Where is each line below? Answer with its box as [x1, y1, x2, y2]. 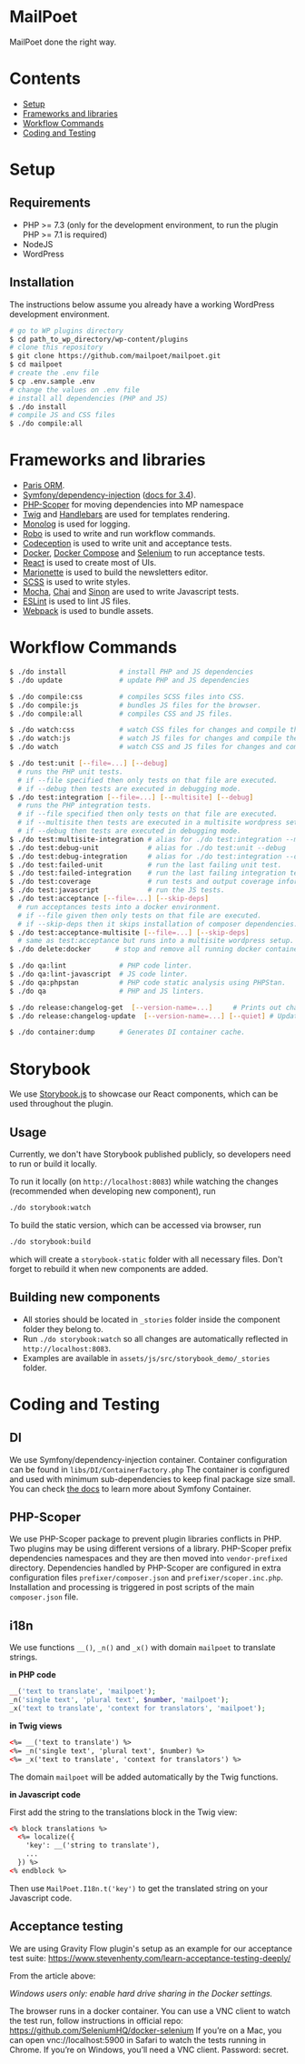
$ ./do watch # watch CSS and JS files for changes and [9, 743, 282, 752]
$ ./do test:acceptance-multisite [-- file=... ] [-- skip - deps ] [9, 927, 250, 937]
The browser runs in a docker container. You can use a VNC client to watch [9, 2005, 290, 2016]
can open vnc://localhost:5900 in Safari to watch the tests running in [9, 2034, 266, 2045]
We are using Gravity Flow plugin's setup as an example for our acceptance [9, 1943, 293, 1954]
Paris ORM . [22, 480, 65, 491]
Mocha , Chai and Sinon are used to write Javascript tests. [22, 586, 239, 597]
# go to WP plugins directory [9, 326, 124, 336]
